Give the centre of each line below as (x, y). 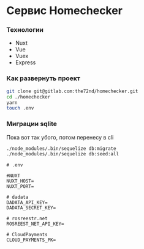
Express (25, 62)
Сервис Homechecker (64, 11)
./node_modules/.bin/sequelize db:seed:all (63, 154)
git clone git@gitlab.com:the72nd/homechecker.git (72, 91)
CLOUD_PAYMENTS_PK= (31, 240)
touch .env (20, 108)
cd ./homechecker (28, 97)
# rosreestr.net (27, 219)
